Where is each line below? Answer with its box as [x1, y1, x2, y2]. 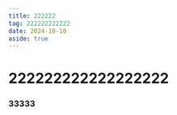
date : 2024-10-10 [8, 27, 67, 35]
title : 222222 [8, 11, 57, 20]
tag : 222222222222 [8, 19, 70, 28]
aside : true [8, 34, 48, 43]
